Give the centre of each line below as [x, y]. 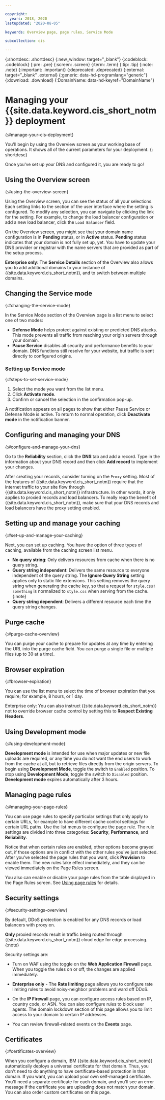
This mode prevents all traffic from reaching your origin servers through [85, 335]
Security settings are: [27, 954]
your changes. [20, 467]
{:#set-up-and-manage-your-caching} [44, 535]
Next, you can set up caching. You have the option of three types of [74, 545]
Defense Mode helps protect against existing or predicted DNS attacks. [84, 330]
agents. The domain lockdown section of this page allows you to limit [82, 1009]
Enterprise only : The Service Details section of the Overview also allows [79, 262]
